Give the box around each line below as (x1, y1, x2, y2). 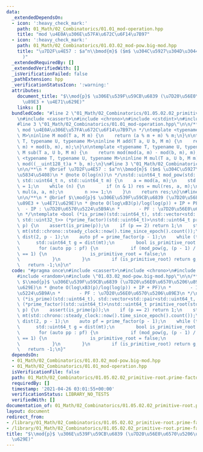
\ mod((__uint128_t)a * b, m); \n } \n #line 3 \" (17, 161, 137, 167)
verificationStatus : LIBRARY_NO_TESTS (11, 391, 110, 398)
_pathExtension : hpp (11, 76, 63, 82)
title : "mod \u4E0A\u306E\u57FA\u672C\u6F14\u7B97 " (17, 31, 150, 38)
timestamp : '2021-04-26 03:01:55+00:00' (11, 385, 115, 392)
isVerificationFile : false (11, 368, 80, 375)
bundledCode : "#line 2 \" (11, 110, 77, 116)
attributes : (11, 88, 42, 94)
